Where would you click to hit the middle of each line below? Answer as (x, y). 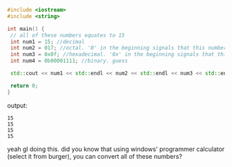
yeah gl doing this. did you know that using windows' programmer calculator (116, 149)
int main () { (26, 29)
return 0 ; (24, 86)
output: (17, 105)
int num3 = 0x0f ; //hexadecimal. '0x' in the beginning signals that (112, 55)
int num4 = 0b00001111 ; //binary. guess (69, 61)
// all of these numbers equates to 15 (68, 35)
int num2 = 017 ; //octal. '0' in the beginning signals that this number (118, 48)
